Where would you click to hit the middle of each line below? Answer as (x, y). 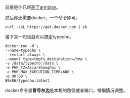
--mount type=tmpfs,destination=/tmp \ (46, 59)
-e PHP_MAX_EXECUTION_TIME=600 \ (40, 72)
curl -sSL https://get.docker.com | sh (46, 27)
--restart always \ (25, 55)
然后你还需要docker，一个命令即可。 (43, 18)
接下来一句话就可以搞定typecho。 (40, 37)
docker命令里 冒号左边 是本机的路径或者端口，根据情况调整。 (66, 90)
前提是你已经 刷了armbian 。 (33, 7)
